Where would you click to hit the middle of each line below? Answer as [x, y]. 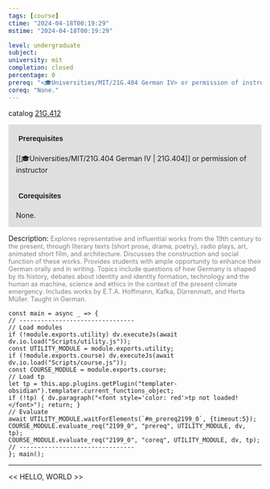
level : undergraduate [45, 45]
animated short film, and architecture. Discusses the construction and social [124, 254]
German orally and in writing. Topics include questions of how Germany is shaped [132, 269]
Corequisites [40, 195]
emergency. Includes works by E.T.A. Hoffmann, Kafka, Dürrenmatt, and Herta [127, 292]
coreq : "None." [34, 90]
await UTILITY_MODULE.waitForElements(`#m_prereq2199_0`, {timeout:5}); [133, 419]
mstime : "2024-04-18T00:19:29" [61, 31]
